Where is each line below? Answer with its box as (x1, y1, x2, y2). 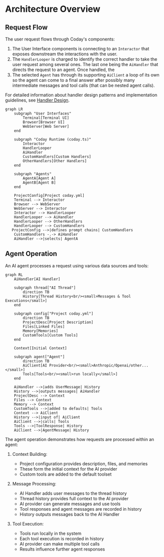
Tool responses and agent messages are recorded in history (19, 506, 142, 512)
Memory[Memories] (23, 328, 58, 334)
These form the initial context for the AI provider (19, 466, 117, 472)
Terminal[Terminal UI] (23, 115, 69, 120)
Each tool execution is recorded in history (19, 535, 104, 541)
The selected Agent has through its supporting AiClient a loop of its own (12, 72, 160, 77)
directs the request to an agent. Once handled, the (12, 67, 115, 73)
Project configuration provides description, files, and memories (19, 460, 148, 467)
